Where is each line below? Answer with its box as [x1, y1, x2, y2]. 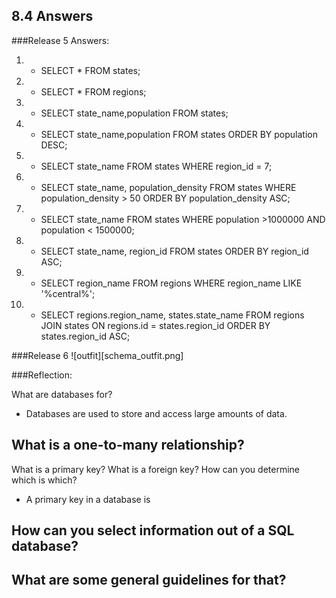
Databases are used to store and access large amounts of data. [25, 407, 288, 419]
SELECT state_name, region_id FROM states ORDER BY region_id [40, 245, 309, 257]
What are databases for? [11, 388, 113, 400]
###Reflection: [11, 369, 73, 381]
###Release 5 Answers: [11, 34, 110, 46]
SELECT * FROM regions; [40, 85, 147, 98]
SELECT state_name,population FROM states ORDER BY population [40, 128, 319, 140]
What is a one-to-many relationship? [11, 437, 245, 454]
